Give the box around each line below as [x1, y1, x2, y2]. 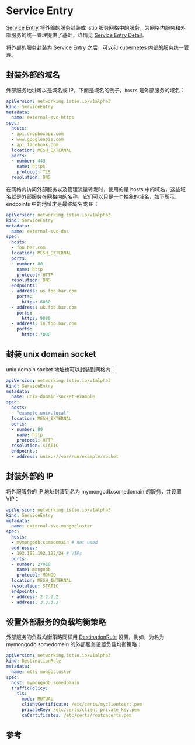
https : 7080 [21, 332, 51, 337]
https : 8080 [21, 299, 51, 305]
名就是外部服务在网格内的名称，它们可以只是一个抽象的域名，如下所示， [6, 193, 180, 200]
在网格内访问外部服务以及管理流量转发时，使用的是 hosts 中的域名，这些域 [6, 185, 186, 192]
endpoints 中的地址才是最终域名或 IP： [6, 200, 99, 207]
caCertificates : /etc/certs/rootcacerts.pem [21, 712, 132, 718]
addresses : [11, 545, 38, 551]
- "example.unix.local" [11, 411, 69, 416]
